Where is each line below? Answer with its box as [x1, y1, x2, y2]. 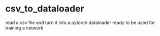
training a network [5, 24, 44, 30]
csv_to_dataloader [5, 3, 85, 14]
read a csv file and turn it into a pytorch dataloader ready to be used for [5, 19, 155, 25]
